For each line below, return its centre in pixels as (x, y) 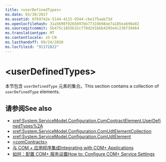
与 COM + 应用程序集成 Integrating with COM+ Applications (73, 148)
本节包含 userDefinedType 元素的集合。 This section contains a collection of (82, 86)
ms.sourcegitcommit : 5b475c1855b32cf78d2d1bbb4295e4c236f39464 (72, 28)
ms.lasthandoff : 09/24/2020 (34, 42)
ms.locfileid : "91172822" (32, 47)
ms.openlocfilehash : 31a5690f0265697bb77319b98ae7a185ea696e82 (72, 24)
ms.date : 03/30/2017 (27, 14)
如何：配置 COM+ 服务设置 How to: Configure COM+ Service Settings (83, 154)
